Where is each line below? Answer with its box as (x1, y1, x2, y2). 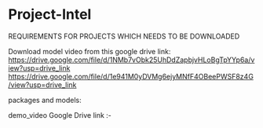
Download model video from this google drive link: (8, 46, 171, 56)
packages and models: (8, 95, 82, 104)
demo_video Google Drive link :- (8, 110, 112, 119)
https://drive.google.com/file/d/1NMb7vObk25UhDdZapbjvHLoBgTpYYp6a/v (8, 55, 255, 64)
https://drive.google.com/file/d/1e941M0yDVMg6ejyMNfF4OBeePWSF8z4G (8, 71, 254, 81)
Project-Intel (8, 5, 92, 24)
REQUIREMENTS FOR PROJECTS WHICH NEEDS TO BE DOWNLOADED (8, 31, 240, 41)
